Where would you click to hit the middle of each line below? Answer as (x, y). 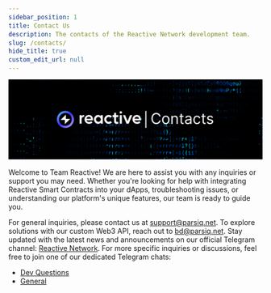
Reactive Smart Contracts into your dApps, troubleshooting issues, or (124, 189)
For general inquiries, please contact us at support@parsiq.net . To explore (132, 222)
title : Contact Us (39, 25)
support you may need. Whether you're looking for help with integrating (127, 180)
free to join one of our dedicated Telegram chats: (90, 257)
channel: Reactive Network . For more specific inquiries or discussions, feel (133, 248)
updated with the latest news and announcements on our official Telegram (132, 240)
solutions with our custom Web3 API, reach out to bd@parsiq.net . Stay (125, 231)
